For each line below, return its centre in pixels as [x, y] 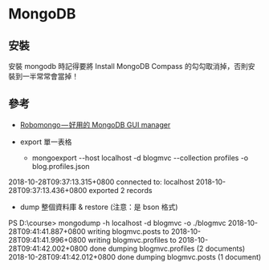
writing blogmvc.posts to [128, 231]
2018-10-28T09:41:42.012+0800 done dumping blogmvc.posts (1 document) [135, 256]
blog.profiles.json [61, 166]
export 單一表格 [46, 142]
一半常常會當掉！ [50, 76]
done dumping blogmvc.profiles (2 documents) [167, 248]
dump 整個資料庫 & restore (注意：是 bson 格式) [99, 207]
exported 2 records [120, 190]
